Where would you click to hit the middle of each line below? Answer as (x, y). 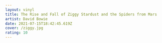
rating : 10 (16, 33)
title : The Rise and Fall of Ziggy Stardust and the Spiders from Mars (81, 14)
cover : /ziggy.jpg (24, 28)
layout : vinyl (20, 10)
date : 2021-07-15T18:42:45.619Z (39, 23)
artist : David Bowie (27, 19)
